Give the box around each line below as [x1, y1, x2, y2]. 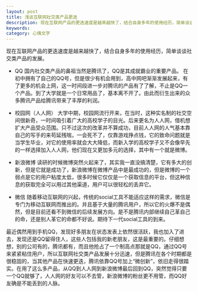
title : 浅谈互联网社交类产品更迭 [6, 14, 78, 20]
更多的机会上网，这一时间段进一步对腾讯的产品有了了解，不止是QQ [19, 82, 183, 89]
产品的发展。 [16, 55, 48, 62]
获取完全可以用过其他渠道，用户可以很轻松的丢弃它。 [25, 181, 154, 188]
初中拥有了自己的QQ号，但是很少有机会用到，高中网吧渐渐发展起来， [14, 75, 183, 82]
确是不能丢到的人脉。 [11, 280, 63, 287]
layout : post [6, 8, 38, 15]
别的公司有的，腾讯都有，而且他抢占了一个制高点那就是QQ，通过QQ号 [16, 243, 187, 250]
